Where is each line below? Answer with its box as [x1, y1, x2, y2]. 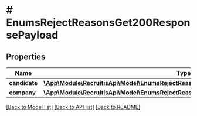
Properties [6, 52, 46, 62]
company [9, 88, 36, 97]
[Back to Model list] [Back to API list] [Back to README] [6, 104, 141, 110]
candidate [9, 79, 38, 87]
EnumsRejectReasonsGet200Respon [6, 16, 191, 29]
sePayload [6, 29, 59, 42]
